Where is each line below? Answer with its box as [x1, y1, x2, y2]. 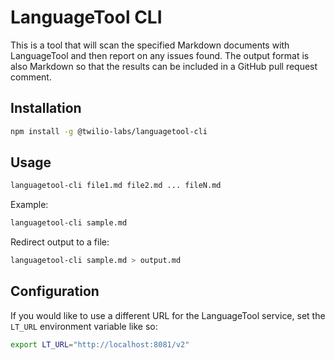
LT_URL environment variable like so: [10, 320, 158, 332]
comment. [10, 71, 52, 83]
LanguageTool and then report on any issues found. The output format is [10, 49, 310, 61]
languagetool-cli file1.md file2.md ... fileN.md [10, 181, 222, 191]
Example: [10, 199, 49, 211]
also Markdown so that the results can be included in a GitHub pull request [10, 60, 318, 72]
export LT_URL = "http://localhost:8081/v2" [10, 339, 190, 350]
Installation [10, 100, 82, 117]
